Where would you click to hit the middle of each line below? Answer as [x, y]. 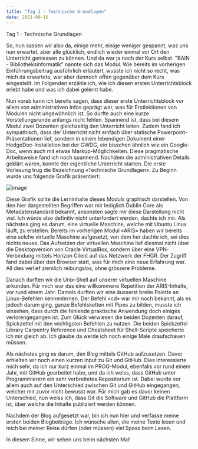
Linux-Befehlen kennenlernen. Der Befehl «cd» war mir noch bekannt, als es [99, 298]
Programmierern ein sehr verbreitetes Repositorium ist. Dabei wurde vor [93, 379]
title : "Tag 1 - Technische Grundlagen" [57, 12]
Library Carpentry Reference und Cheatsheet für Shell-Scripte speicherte [95, 330]
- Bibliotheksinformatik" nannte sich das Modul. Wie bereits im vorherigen [96, 64]
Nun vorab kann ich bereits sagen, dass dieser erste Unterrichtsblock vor [95, 100]
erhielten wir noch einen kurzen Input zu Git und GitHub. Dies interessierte [96, 360]
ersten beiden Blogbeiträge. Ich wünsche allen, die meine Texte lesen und [96, 422]
